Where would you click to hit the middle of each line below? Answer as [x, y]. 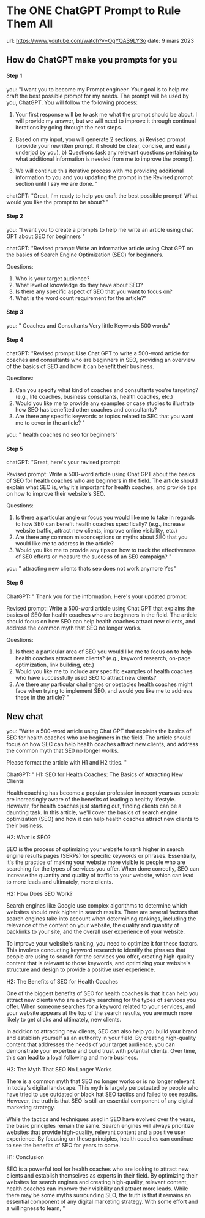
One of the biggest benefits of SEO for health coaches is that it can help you [102, 993]
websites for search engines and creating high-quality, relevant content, [97, 1182]
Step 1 [14, 75]
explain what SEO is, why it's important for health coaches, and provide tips [102, 487]
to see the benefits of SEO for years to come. [63, 1146]
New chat [25, 716]
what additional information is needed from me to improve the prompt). [105, 159]
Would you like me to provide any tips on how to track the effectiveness [105, 550]
